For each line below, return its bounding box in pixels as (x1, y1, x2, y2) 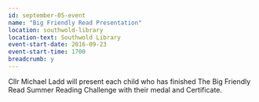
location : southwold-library (8, 26, 104, 34)
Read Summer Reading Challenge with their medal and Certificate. (8, 85, 222, 94)
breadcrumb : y (8, 56, 55, 64)
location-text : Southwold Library (8, 33, 122, 42)
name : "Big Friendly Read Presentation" (8, 19, 143, 27)
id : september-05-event (8, 11, 86, 20)
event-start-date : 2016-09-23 (8, 41, 108, 49)
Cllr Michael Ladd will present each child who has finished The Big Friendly (8, 76, 251, 86)
